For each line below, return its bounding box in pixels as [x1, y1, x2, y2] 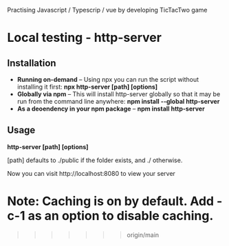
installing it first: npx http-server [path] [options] [17, 82, 158, 91]
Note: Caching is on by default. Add [7, 194, 215, 209]
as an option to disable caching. [28, 208, 214, 223]
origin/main [127, 230, 160, 239]
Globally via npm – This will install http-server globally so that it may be [17, 90, 221, 98]
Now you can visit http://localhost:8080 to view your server [7, 169, 175, 177]
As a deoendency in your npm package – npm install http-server [17, 104, 205, 113]
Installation [7, 57, 56, 69]
